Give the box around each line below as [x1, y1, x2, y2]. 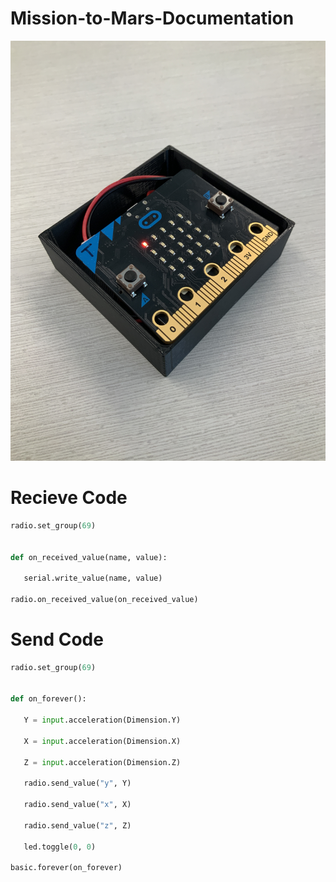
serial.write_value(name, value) [23, 573, 163, 584]
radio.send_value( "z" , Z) [23, 820, 132, 831]
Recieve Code [10, 487, 128, 509]
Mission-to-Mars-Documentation [10, 7, 295, 30]
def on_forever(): [10, 694, 87, 704]
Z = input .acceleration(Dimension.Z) [23, 757, 182, 767]
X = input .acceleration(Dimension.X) [23, 736, 182, 746]
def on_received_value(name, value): [10, 552, 168, 562]
